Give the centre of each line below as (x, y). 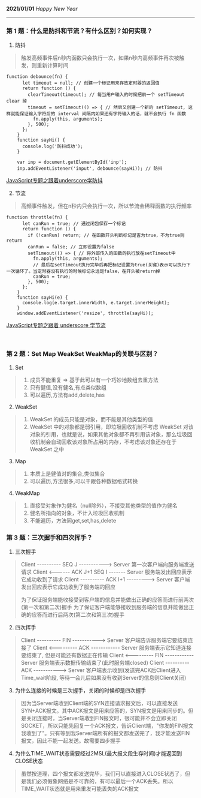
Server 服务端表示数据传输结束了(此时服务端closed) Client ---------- (105, 662)
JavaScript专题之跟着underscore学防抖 (54, 181)
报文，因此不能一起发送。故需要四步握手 (71, 740)
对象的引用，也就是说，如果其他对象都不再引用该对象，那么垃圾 (108, 434)
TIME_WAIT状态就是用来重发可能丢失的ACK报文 (80, 788)
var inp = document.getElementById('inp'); (72, 162)
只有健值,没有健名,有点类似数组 (68, 387)
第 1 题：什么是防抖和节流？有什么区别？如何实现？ (80, 31)
